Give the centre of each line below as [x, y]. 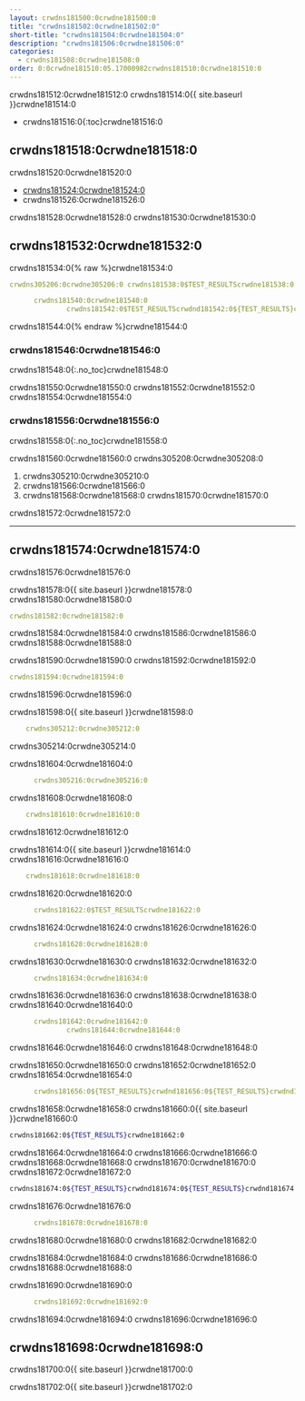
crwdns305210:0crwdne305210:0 [86, 476]
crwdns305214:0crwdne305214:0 [73, 746]
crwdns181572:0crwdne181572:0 [70, 513]
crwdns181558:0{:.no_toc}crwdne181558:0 [89, 440]
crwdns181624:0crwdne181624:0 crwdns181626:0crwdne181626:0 [133, 927]
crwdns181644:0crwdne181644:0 [123, 1030]
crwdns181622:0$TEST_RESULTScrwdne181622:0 [117, 910]
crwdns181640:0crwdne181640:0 [71, 1005]
